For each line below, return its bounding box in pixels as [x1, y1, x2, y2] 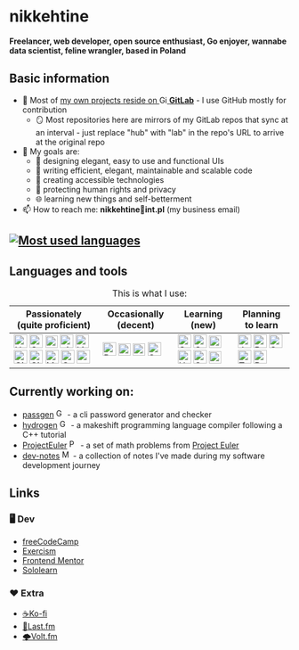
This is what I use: [111, 287, 188, 300]
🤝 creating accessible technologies [35, 174, 165, 185]
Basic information [9, 71, 109, 86]
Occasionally [107, 308, 165, 320]
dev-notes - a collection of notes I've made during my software [21, 450, 265, 461]
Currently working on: [9, 384, 134, 399]
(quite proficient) [16, 318, 92, 331]
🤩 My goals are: [21, 145, 80, 157]
